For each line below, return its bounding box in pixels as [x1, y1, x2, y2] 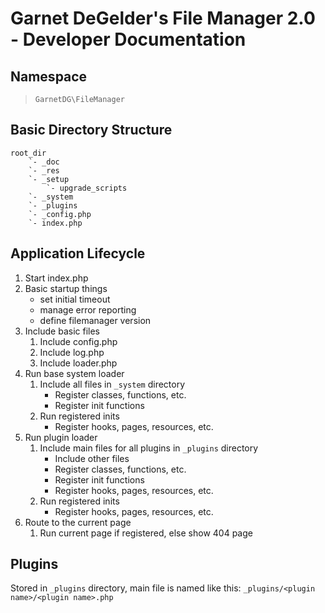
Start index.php [24, 272, 89, 284]
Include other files [54, 452, 130, 464]
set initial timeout [39, 293, 111, 305]
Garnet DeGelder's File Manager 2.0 [10, 7, 316, 30]
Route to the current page [24, 516, 132, 528]
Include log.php [39, 346, 105, 358]
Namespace [10, 68, 88, 85]
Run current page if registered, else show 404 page [39, 527, 253, 539]
